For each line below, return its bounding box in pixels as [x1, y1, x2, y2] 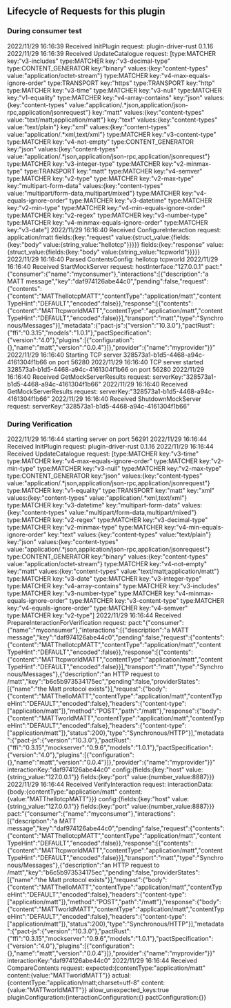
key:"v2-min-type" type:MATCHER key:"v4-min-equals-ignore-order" [7, 203, 205, 212]
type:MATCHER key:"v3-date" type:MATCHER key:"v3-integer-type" [7, 574, 202, 583]
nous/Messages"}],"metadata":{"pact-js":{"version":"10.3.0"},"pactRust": [7, 321, 215, 329]
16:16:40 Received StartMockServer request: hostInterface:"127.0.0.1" [7, 262, 204, 270]
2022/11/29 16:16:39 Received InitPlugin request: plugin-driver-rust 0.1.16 [7, 41, 214, 50]
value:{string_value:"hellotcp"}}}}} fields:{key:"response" [43, 240, 205, 248]
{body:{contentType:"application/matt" [7, 787, 118, 796]
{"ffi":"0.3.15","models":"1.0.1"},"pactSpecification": [7, 328, 152, 337]
